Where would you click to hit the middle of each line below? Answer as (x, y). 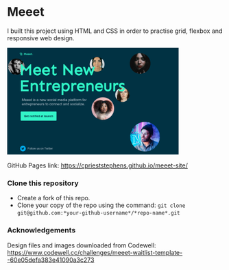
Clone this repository (43, 183)
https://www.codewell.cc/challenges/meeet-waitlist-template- (95, 252)
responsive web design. (41, 38)
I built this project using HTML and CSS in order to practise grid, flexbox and (115, 31)
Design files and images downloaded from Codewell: (82, 245)
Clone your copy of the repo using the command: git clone (101, 205)
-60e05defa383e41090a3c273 (51, 260)
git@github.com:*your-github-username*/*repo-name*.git (98, 213)
